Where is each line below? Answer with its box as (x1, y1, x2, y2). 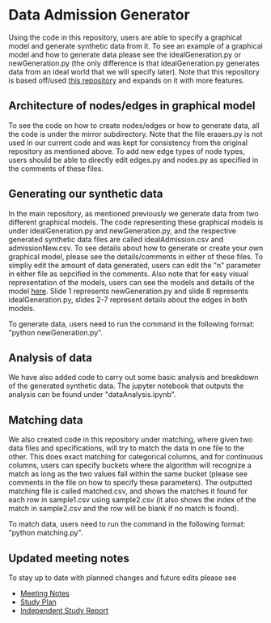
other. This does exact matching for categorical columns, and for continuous (8, 452, 264, 462)
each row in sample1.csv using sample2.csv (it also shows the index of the (8, 495, 256, 505)
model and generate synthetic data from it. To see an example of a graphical (8, 41, 263, 50)
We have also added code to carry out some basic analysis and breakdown (8, 373, 259, 382)
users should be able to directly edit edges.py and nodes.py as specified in (8, 155, 259, 164)
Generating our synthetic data (8, 187, 163, 201)
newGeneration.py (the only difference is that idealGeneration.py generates (8, 58, 260, 68)
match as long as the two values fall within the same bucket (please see (8, 469, 248, 479)
